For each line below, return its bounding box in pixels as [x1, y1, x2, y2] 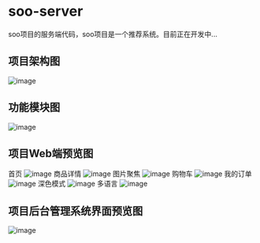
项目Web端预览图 [8, 146, 94, 160]
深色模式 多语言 [38, 179, 118, 189]
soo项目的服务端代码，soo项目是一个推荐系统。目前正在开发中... [8, 29, 218, 39]
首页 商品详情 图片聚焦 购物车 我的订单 [8, 169, 252, 179]
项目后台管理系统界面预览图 [8, 204, 143, 218]
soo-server [8, 2, 84, 20]
